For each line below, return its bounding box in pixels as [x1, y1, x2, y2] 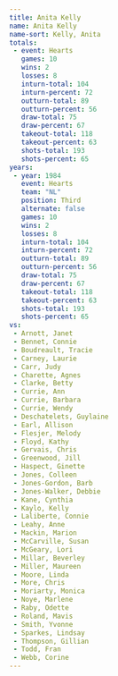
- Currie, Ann [12, 387, 66, 396]
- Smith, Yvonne [12, 620, 74, 629]
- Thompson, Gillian [12, 637, 90, 646]
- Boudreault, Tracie [12, 345, 93, 354]
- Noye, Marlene [12, 596, 74, 604]
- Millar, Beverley [12, 553, 86, 562]
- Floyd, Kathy [12, 437, 69, 446]
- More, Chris [12, 579, 66, 587]
